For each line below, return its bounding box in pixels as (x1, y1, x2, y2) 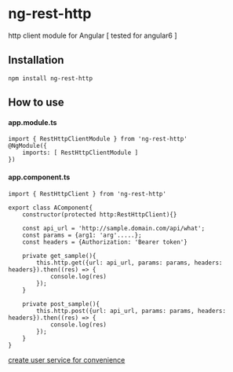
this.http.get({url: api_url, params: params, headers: (36, 259, 223, 267)
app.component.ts (8, 172, 71, 182)
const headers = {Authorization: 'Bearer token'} (22, 238, 188, 246)
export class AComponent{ (8, 204, 93, 212)
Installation (8, 53, 64, 67)
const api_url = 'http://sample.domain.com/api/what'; (22, 224, 206, 232)
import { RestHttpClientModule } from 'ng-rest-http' (8, 135, 188, 143)
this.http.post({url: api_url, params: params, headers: (36, 307, 226, 315)
